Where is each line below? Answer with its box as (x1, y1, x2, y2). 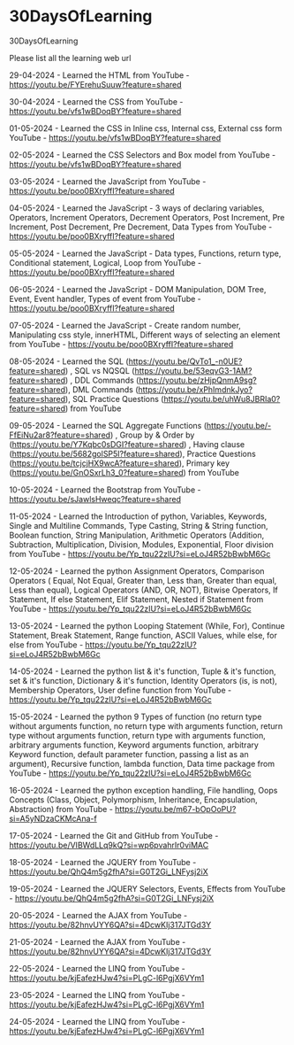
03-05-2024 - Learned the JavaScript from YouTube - (9, 175, 207, 187)
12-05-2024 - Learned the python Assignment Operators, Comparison (9, 565, 265, 577)
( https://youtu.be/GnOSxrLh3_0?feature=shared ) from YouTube (9, 467, 240, 477)
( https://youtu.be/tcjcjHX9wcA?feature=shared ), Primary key (9, 458, 230, 468)
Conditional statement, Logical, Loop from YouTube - (9, 257, 201, 267)
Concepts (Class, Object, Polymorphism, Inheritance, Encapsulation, (9, 794, 258, 805)
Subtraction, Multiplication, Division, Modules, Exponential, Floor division (9, 538, 274, 550)
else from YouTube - (9, 639, 84, 650)
